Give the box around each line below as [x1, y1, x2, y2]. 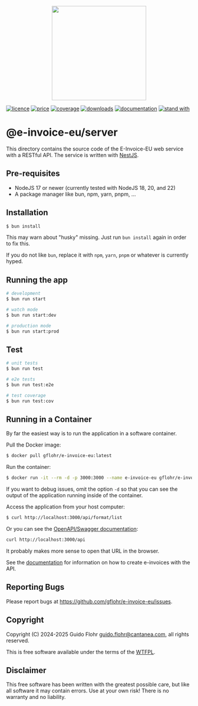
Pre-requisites [6, 169, 60, 179]
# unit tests [6, 360, 38, 366]
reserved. [6, 637, 29, 644]
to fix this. [6, 240, 31, 247]
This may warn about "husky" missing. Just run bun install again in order [6, 234, 187, 241]
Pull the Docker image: [6, 441, 61, 448]
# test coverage [6, 392, 46, 398]
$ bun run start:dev [6, 312, 57, 318]
